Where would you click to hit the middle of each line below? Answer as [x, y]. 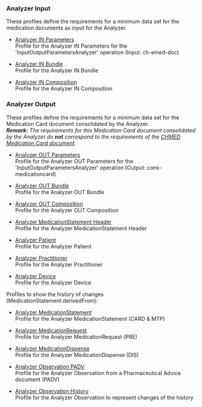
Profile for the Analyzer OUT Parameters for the [74, 161]
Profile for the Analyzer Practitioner [59, 264]
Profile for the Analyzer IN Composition [64, 89]
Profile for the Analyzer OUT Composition [67, 210]
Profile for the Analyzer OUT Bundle [59, 192]
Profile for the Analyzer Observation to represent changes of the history [104, 397]
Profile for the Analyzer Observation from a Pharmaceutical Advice [98, 373]
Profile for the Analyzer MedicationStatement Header [81, 228]
